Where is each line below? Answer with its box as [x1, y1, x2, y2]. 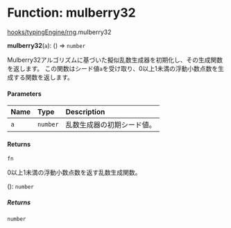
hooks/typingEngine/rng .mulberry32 [7, 28, 112, 36]
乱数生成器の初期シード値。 [65, 120, 156, 130]
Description [65, 107, 105, 117]
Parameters [7, 89, 42, 98]
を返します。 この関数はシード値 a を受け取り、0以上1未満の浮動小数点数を [7, 64, 219, 72]
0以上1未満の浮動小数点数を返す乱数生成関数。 [7, 168, 142, 177]
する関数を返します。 [12, 73, 74, 81]
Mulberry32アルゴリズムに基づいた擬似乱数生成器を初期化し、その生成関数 [7, 56, 223, 64]
